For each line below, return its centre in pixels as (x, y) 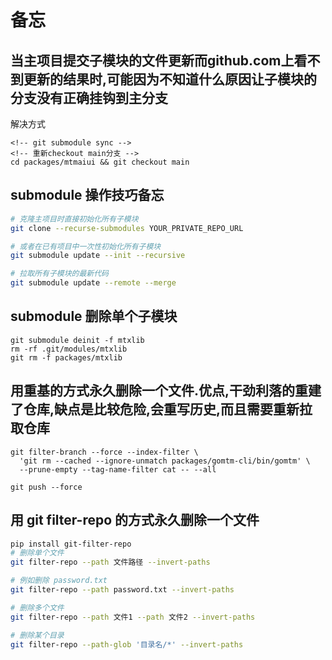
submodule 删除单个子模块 (94, 316)
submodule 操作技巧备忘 (87, 195)
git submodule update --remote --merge (93, 283)
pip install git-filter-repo (71, 544)
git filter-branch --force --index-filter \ (104, 452)
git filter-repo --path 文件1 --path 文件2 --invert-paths (133, 617)
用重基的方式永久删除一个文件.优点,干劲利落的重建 (166, 391)
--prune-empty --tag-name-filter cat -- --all (118, 469)
